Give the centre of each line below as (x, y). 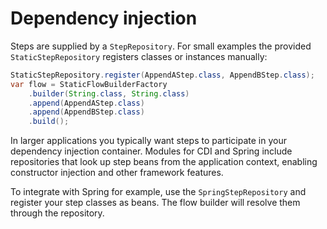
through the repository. (57, 213)
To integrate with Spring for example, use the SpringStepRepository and (158, 192)
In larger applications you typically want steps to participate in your (148, 141)
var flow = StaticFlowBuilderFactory (89, 84)
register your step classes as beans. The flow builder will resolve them (155, 203)
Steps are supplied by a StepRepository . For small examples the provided (161, 46)
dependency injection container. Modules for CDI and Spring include (151, 151)
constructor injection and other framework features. (117, 173)
